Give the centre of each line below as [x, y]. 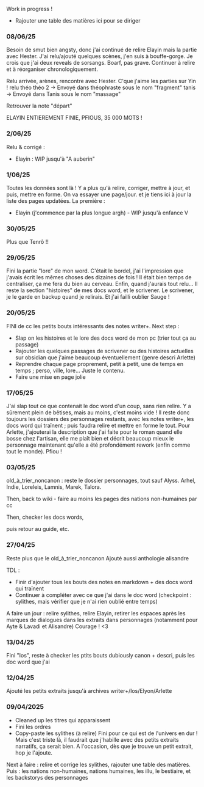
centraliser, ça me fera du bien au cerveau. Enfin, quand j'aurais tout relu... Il [102, 284]
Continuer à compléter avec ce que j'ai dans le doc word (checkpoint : [103, 595]
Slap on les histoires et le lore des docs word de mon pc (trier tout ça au [106, 338]
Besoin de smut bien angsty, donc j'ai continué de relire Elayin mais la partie [102, 50]
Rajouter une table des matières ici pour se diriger [78, 20]
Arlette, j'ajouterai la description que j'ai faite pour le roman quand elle [94, 432]
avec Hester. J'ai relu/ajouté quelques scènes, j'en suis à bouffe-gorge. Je [100, 56]
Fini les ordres [33, 727]
